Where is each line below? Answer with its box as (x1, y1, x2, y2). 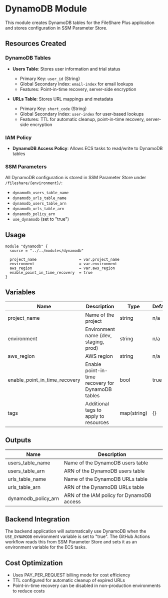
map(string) (119, 409, 147, 416)
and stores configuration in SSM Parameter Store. (5, 25, 107, 31)
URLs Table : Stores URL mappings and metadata (12, 96, 113, 102)
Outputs (5, 436, 31, 444)
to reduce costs (12, 588, 45, 594)
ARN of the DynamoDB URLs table (64, 483, 144, 490)
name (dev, (85, 332, 112, 339)
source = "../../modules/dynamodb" (9, 248, 84, 253)
